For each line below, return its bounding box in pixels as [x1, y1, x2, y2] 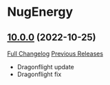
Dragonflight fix [16, 70, 62, 78]
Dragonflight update [16, 63, 74, 71]
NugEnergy [7, 4, 74, 20]
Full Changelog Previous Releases [7, 49, 104, 58]
